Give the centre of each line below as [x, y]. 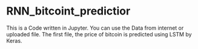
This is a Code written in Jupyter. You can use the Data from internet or [95, 28]
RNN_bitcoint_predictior [68, 11]
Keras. [14, 41]
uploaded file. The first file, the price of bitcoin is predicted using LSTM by [99, 34]
